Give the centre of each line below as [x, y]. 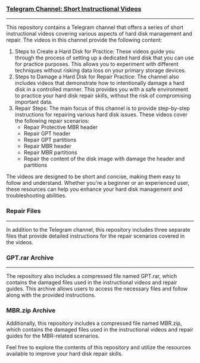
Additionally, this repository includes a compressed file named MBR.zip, [94, 323]
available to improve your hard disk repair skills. [65, 354]
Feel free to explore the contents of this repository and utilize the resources [99, 348]
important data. [34, 102]
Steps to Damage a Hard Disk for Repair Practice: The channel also [97, 77]
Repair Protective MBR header [61, 127]
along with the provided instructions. [51, 295]
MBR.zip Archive [31, 310]
